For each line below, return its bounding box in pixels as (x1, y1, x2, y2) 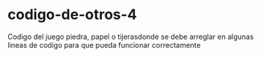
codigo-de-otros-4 (7, 6, 137, 24)
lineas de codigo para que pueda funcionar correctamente (7, 40, 202, 49)
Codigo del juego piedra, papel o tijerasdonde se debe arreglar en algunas (7, 32, 254, 41)
